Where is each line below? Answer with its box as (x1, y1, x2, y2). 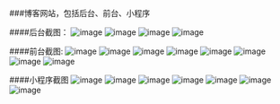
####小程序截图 (9, 74, 69, 85)
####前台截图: (9, 46, 64, 56)
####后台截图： (9, 27, 69, 38)
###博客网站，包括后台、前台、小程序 (9, 8, 151, 18)
